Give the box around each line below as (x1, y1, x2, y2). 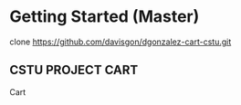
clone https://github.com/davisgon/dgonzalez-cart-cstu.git (9, 36, 232, 47)
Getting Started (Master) (9, 6, 200, 27)
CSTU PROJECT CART (9, 62, 139, 78)
